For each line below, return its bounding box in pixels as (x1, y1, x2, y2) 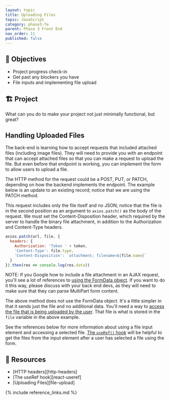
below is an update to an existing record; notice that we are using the (5, 187, 150, 193)
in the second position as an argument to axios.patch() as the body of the (5, 208, 161, 214)
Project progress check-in (12, 68, 68, 75)
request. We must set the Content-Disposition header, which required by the (5, 213, 165, 220)
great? (5, 116, 19, 123)
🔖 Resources (5, 355, 46, 364)
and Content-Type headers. (5, 224, 63, 230)
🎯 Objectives (5, 55, 47, 64)
